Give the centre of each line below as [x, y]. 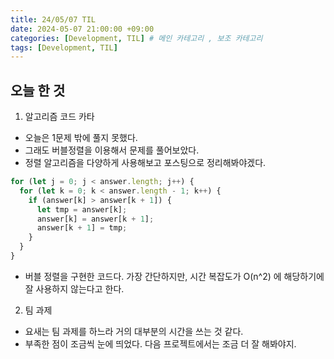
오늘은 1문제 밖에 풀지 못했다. [81, 138]
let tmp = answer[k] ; [82, 209]
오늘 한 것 [38, 90]
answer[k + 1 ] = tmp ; [82, 228]
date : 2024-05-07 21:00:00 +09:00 [82, 29]
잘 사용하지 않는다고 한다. [74, 288]
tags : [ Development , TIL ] [64, 47]
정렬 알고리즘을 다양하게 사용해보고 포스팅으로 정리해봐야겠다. [145, 163]
